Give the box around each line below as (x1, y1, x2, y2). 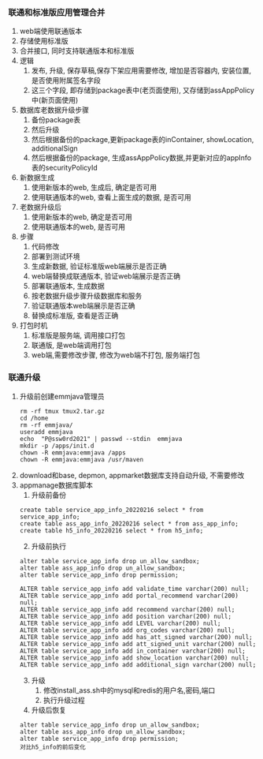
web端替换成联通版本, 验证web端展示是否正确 (31, 271, 181, 281)
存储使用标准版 (19, 36, 69, 46)
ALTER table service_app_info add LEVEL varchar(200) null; (19, 619, 221, 627)
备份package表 (31, 115, 81, 125)
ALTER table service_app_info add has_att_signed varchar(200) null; (19, 633, 254, 641)
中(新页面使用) (31, 95, 79, 105)
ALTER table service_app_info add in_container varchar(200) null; (19, 647, 246, 655)
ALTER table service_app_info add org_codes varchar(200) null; (19, 626, 235, 634)
